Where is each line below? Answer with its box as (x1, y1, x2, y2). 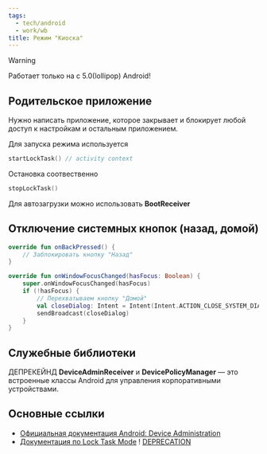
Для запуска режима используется (8, 139, 129, 149)
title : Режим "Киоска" (8, 33, 83, 42)
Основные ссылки (8, 407, 105, 421)
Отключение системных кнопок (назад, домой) (8, 222, 259, 236)
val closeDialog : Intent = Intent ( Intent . (37, 302, 180, 310)
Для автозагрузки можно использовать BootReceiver (8, 198, 191, 208)
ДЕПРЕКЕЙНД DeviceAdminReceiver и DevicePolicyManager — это (8, 367, 238, 377)
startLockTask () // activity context (8, 155, 133, 163)
